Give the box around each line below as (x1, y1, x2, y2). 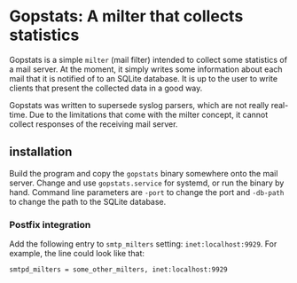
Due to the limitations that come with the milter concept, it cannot (29, 109, 269, 120)
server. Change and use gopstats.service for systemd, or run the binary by (9, 177, 285, 188)
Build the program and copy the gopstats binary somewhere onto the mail (9, 168, 278, 178)
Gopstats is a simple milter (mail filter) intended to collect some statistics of (9, 54, 288, 65)
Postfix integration (9, 218, 91, 231)
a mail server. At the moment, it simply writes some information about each (9, 64, 283, 75)
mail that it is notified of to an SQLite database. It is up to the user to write (9, 73, 277, 83)
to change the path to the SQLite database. (9, 196, 167, 207)
